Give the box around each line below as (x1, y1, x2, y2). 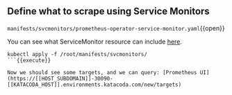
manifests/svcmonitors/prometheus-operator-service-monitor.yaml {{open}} (7, 24, 225, 32)
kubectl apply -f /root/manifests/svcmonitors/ (7, 51, 148, 58)
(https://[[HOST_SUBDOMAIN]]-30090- (7, 75, 113, 82)
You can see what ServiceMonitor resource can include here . (7, 37, 183, 46)
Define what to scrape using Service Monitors (7, 6, 210, 17)
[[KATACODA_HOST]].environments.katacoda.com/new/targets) (7, 81, 182, 88)
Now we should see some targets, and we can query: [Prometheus (7, 69, 197, 76)
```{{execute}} (7, 57, 51, 64)
